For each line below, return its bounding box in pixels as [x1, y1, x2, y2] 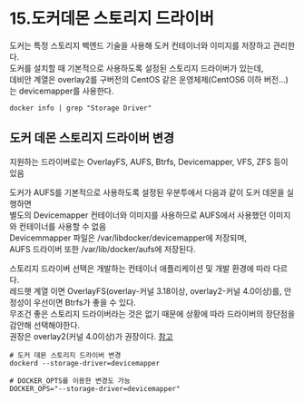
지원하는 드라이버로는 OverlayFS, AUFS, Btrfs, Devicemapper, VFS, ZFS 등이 [9, 156, 289, 167]
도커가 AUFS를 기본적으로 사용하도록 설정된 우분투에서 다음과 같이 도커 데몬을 [9, 187, 285, 198]
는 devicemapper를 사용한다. [9, 85, 114, 96]
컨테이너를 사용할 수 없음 [18, 221, 107, 231]
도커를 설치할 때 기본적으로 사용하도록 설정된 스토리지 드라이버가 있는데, [9, 63, 264, 74]
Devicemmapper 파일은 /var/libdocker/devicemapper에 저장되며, [9, 232, 248, 243]
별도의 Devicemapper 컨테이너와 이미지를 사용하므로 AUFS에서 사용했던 [9, 210, 268, 221]
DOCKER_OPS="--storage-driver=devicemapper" [9, 384, 181, 393]
